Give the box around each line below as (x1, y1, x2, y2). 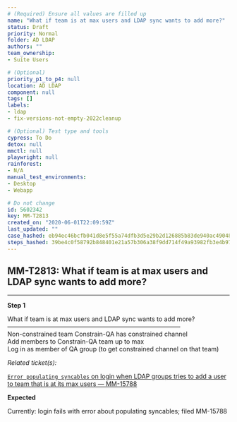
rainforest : (7, 160, 42, 168)
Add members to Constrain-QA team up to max (7, 337, 145, 346)
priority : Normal (7, 30, 59, 37)
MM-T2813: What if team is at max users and (7, 265, 209, 277)
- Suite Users (7, 56, 49, 64)
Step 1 (7, 301, 26, 310)
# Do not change (7, 199, 55, 207)
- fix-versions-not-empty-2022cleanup (7, 115, 121, 122)
